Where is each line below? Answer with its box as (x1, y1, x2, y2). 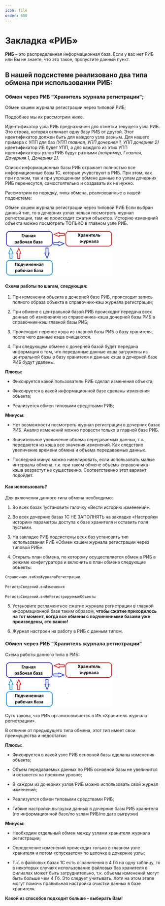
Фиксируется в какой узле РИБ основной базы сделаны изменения (12, 752, 155, 758)
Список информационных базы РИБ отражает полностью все (5, 165, 135, 171)
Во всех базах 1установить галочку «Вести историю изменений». (12, 504, 151, 510)
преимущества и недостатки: (5, 732, 67, 738)
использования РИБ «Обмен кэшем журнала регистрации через (12, 539, 149, 545)
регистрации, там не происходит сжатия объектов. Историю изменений (5, 215, 158, 221)
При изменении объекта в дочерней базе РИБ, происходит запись (12, 294, 153, 300)
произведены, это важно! (12, 619, 68, 625)
